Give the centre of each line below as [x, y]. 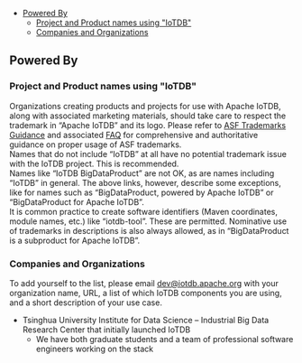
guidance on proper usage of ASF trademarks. [96, 144]
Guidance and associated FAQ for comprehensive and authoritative [134, 135]
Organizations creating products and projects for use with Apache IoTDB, [145, 106]
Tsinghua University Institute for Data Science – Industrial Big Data [146, 320]
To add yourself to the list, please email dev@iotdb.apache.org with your [144, 283]
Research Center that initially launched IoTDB [106, 330]
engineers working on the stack [95, 349]
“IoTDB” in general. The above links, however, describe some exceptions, [146, 182]
